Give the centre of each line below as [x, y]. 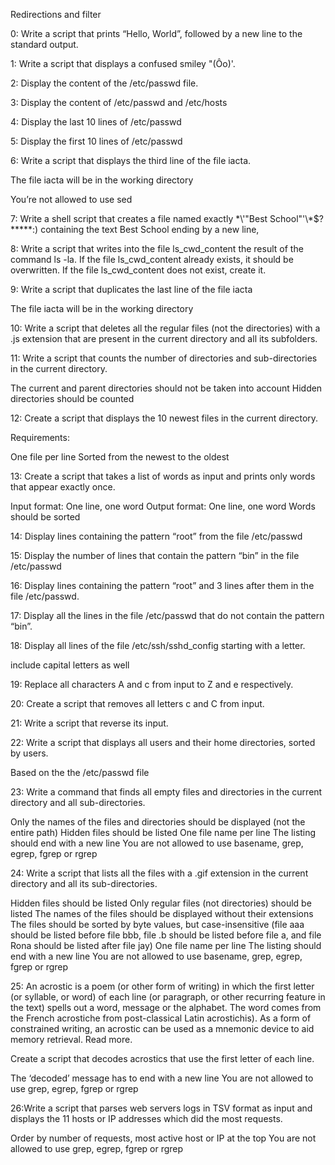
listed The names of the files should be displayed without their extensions [162, 913]
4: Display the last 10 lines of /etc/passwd [96, 122]
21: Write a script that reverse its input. [89, 723]
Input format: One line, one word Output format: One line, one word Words [163, 506]
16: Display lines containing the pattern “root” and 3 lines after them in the [162, 585]
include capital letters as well [70, 665]
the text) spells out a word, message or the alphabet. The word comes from [166, 1007]
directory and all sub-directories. [78, 802]
